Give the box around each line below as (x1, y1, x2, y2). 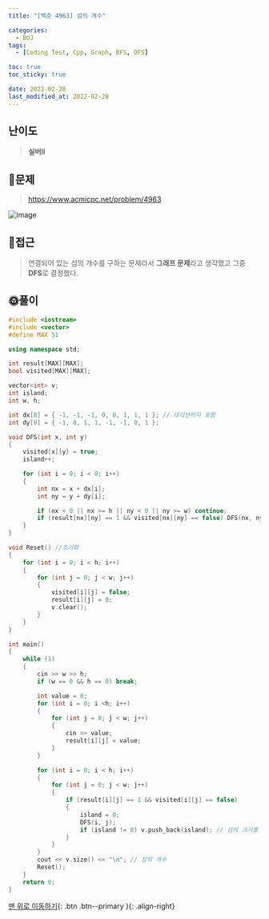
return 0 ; (22, 878, 56, 886)
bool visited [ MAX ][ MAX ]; (8, 367, 91, 376)
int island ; (8, 389, 48, 397)
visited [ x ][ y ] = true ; (22, 448, 98, 456)
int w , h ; (8, 396, 42, 405)
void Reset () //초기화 (8, 543, 79, 551)
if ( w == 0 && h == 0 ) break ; (37, 677, 138, 685)
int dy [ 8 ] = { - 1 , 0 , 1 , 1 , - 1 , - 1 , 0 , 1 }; (8, 418, 160, 426)
